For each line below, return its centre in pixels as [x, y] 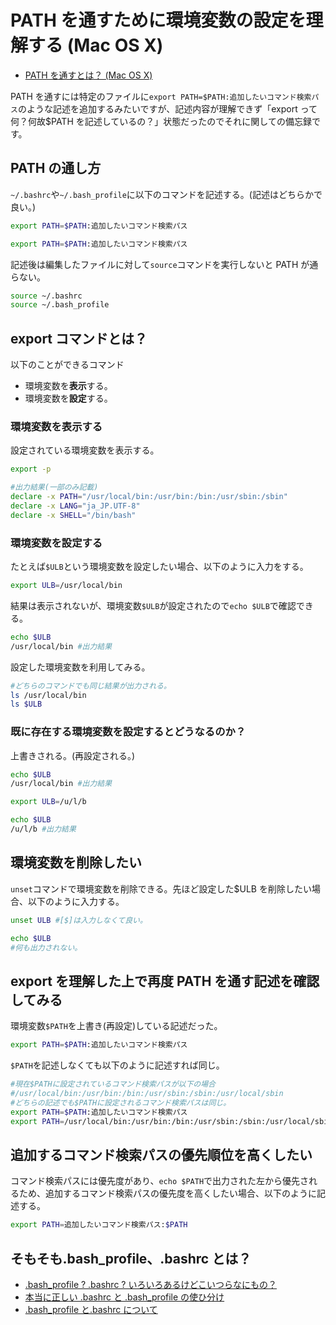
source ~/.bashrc [46, 296]
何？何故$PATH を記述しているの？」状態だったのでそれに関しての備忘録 [161, 121]
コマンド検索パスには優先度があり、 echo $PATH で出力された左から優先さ [160, 1181]
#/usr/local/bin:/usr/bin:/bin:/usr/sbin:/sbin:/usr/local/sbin [147, 1093]
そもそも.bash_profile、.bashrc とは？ [131, 1258]
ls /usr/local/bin [48, 695]
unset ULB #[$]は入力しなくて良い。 [79, 920]
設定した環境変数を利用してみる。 [80, 667]
